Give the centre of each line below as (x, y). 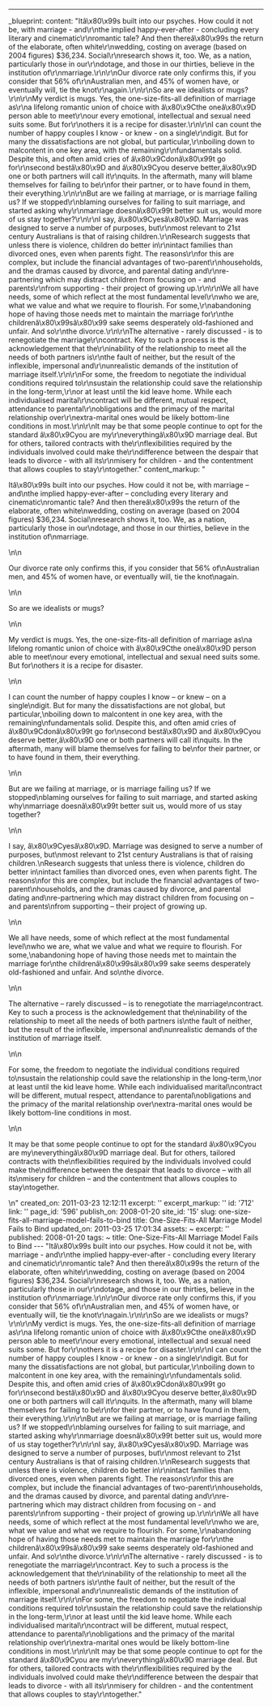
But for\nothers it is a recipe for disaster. (76, 665)
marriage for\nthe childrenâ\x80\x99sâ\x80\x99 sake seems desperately (130, 963)
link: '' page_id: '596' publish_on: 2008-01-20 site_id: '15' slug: (113, 1211)
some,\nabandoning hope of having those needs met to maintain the (123, 955)
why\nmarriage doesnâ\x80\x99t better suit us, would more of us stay (125, 806)
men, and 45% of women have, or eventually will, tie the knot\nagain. (124, 576)
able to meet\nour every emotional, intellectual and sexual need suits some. (134, 657)
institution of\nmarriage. (49, 537)
